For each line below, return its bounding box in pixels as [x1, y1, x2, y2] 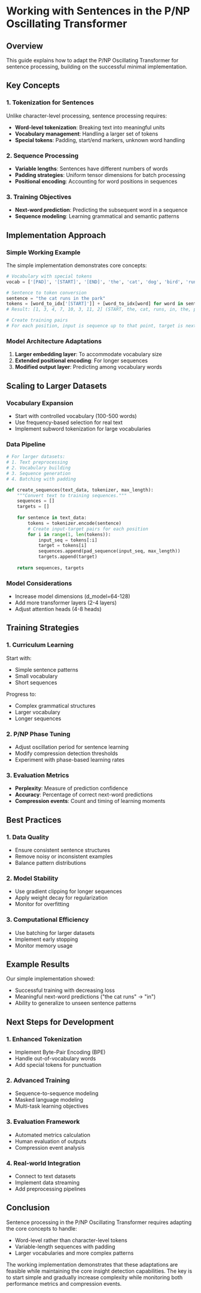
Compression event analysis [14, 1144, 85, 1151]
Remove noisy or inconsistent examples [14, 853, 113, 860]
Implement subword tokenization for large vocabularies [14, 425, 151, 432]
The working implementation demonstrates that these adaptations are [6, 1261, 178, 1268]
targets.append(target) [38, 554, 98, 560]
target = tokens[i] [38, 543, 87, 549]
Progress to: [6, 690, 36, 697]
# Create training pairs [6, 317, 68, 323]
